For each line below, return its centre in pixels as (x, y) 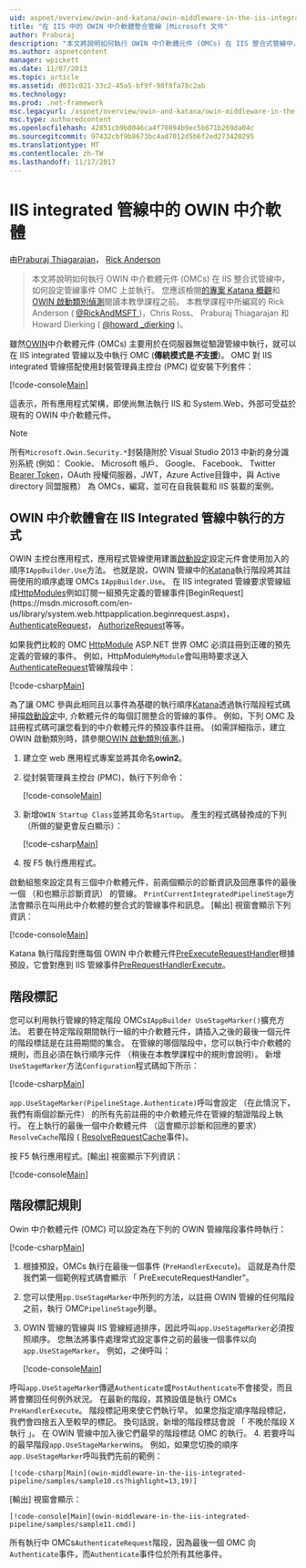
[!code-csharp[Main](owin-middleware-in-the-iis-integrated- (128, 1473)
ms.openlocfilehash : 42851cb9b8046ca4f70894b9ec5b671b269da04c (132, 129)
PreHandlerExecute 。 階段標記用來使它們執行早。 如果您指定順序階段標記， (150, 1410)
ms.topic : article (44, 77)
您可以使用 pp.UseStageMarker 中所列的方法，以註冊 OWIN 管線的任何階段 (158, 1296)
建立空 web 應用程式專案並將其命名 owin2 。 (105, 758)
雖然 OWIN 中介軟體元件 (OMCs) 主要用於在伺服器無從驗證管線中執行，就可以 (153, 344)
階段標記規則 (46, 1206)
